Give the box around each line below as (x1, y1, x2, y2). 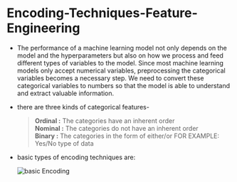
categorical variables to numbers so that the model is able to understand (16, 81, 231, 90)
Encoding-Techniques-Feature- (6, 5, 199, 21)
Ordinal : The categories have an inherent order (34, 116, 175, 125)
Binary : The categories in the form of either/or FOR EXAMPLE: (34, 132, 220, 140)
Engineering (6, 20, 80, 36)
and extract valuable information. (16, 89, 115, 97)
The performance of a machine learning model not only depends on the (16, 43, 227, 52)
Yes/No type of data (34, 139, 94, 147)
